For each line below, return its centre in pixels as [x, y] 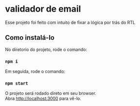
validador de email [43, 9]
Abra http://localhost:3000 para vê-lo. [43, 99]
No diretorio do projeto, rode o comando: [46, 49]
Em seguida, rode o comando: [35, 71]
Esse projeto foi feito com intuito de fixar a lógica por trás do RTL [70, 22]
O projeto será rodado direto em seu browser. [51, 93]
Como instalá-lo [30, 38]
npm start [17, 83]
